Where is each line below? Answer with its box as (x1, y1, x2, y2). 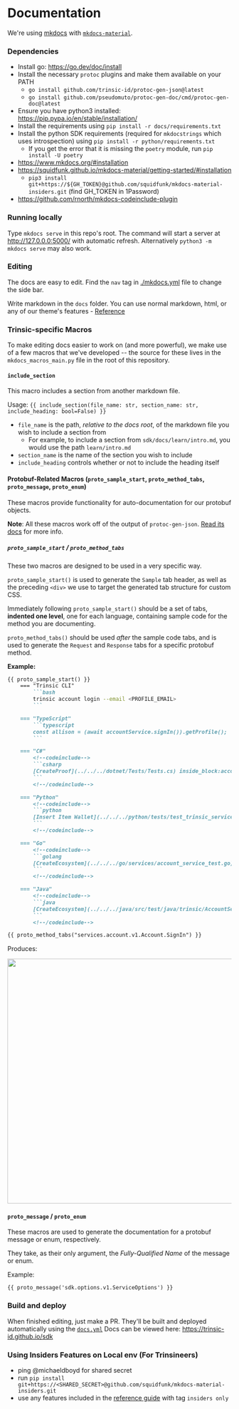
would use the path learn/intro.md (28, 443, 132, 452)
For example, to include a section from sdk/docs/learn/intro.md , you (28, 436, 231, 444)
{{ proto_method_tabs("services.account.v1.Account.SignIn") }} (7, 932, 202, 939)
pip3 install (28, 175, 68, 182)
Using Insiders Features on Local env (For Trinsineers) (7, 1350, 198, 1360)
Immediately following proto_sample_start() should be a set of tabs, (7, 604, 208, 613)
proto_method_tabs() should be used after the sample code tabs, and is (7, 633, 217, 642)
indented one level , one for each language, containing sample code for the (7, 611, 228, 620)
